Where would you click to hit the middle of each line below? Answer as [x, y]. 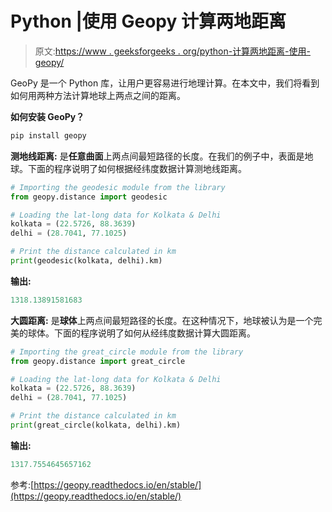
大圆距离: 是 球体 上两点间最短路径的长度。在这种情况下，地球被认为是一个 [162, 320]
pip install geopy [48, 135]
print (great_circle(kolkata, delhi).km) [96, 425]
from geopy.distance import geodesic [89, 197]
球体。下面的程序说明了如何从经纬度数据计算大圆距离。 [141, 333]
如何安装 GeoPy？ [47, 116]
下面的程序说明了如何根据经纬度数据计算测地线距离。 [137, 168]
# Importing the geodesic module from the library [118, 187]
